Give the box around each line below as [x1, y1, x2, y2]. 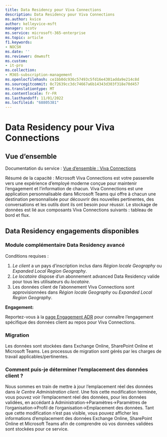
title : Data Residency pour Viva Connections [5, 7, 101, 12]
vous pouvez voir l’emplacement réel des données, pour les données [5, 394, 147, 400]
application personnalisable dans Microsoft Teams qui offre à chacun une [5, 191, 156, 197]
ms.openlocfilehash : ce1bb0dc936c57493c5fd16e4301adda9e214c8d [5, 77, 140, 82]
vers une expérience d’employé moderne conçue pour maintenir [5, 180, 137, 186]
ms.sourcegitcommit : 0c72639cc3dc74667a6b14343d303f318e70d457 [5, 81, 140, 86]
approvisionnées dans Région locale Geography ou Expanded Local [12, 289, 153, 295]
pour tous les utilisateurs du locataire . [12, 278, 91, 285]
